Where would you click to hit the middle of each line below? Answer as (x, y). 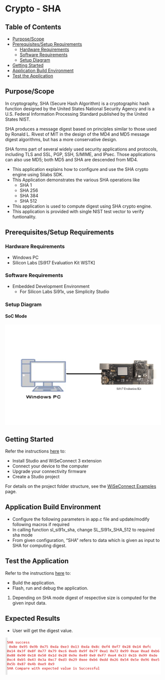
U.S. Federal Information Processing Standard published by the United (77, 114)
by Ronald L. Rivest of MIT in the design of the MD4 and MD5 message (77, 134)
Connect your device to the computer (50, 466)
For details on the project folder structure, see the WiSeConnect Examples (81, 486)
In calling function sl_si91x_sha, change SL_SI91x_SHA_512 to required (83, 529)
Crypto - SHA (33, 9)
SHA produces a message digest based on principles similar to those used (81, 129)
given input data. (29, 603)
